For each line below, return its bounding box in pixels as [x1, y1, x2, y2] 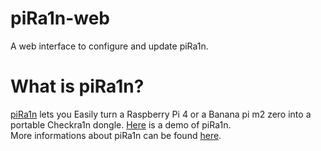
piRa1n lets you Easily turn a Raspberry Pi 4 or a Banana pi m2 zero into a [10, 108, 312, 120]
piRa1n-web [10, 7, 110, 30]
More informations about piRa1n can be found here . [10, 129, 222, 141]
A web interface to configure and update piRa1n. [10, 40, 209, 52]
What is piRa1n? [10, 75, 145, 98]
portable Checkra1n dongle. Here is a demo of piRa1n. [10, 118, 232, 131]
